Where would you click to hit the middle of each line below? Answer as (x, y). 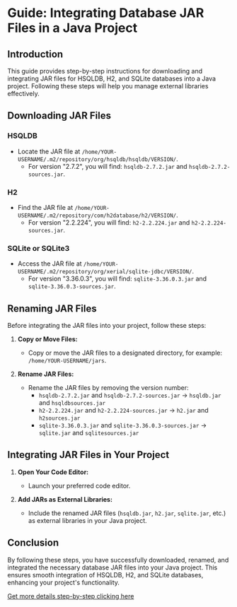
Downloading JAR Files (59, 116)
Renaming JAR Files (52, 308)
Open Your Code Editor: (53, 472)
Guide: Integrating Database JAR (106, 13)
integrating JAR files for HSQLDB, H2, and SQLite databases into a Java (112, 78)
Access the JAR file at (50, 264)
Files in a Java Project (73, 28)
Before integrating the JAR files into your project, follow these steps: (107, 326)
